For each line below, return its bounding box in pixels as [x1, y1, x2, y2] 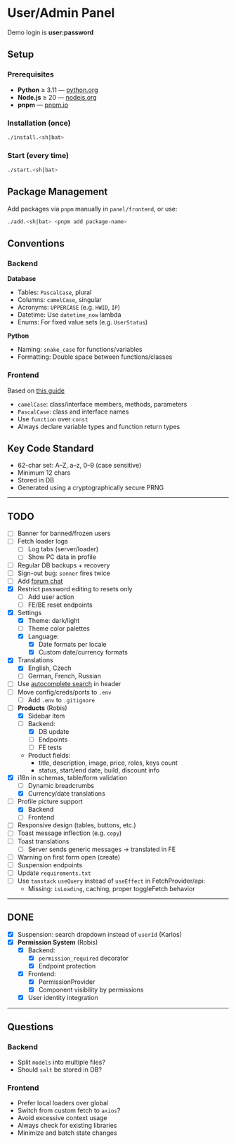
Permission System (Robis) [17, 938, 98, 946]
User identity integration [27, 994, 98, 1002]
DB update [38, 727, 70, 735]
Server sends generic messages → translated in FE [27, 845, 176, 853]
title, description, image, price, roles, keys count [38, 758, 178, 767]
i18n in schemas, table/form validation [17, 774, 128, 782]
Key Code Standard [7, 442, 94, 454]
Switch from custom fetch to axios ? [17, 1106, 121, 1115]
